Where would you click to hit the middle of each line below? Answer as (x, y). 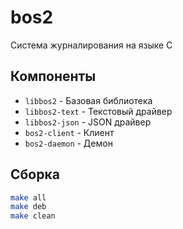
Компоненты (53, 76)
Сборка (35, 174)
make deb (28, 207)
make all (28, 197)
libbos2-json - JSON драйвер (88, 122)
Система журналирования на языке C (91, 45)
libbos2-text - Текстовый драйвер (98, 111)
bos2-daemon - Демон (68, 143)
